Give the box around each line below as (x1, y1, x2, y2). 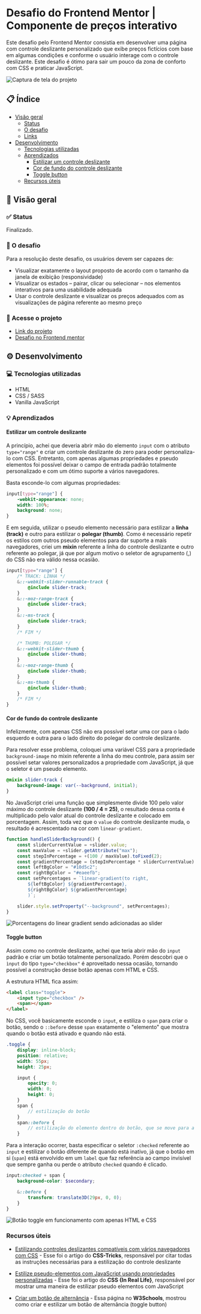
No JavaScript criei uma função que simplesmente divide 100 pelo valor (6, 799, 184, 806)
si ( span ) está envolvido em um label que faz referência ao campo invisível (6, 1154, 191, 1162)
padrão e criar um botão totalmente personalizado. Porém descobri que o (6, 953, 188, 961)
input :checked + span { (6, 1172, 66, 1179)
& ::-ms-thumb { (17, 679, 55, 685)
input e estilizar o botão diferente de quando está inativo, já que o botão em (6, 1148, 194, 1156)
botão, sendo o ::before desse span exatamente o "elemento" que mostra (6, 1024, 189, 1031)
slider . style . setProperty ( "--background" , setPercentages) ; (17, 903, 170, 909)
